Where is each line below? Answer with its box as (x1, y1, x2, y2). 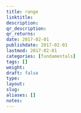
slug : (6, 87, 20, 93)
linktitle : (6, 14, 33, 20)
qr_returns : (6, 31, 36, 37)
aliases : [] (6, 92, 36, 98)
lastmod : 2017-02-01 (6, 48, 58, 54)
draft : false (6, 70, 39, 76)
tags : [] (6, 59, 28, 65)
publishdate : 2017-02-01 (6, 42, 68, 48)
